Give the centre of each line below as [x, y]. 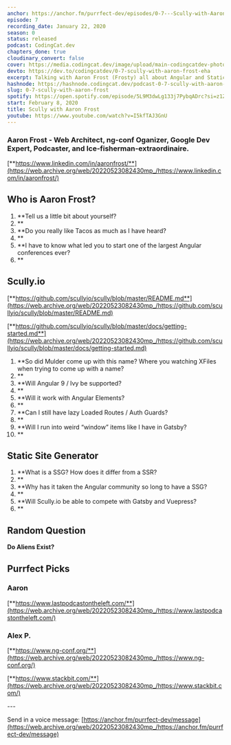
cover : [16, 65]
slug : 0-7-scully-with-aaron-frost [58, 90]
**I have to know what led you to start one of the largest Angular [109, 245]
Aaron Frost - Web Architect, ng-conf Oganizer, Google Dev [109, 140]
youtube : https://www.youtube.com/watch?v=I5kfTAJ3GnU [87, 115]
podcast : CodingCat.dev [41, 45]
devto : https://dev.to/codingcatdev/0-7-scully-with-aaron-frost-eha [109, 71]
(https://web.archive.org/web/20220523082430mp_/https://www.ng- [106, 658]
